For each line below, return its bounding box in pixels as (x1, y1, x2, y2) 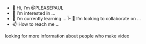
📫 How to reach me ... (12, 21, 60, 27)
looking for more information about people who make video (5, 33, 130, 39)
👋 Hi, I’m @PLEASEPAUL (12, 5, 64, 11)
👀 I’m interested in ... (12, 10, 56, 16)
